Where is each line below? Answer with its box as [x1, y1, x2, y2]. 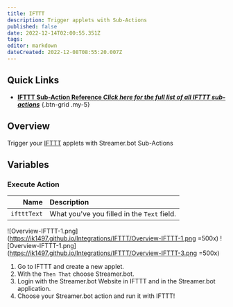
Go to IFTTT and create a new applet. [17, 263, 125, 271]
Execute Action [7, 179, 60, 189]
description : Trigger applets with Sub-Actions [7, 17, 148, 24]
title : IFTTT [7, 10, 45, 17]
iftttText [10, 210, 43, 218]
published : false [7, 23, 58, 30]
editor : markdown [7, 42, 58, 49]
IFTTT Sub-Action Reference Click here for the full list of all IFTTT [17, 93, 211, 101]
